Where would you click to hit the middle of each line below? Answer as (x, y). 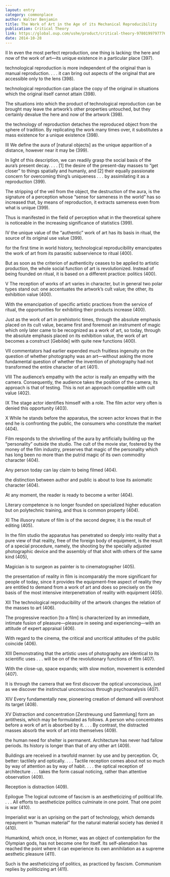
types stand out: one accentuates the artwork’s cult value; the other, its (79, 289)
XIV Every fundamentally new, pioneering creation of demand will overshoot (84, 699)
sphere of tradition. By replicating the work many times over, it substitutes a (84, 129)
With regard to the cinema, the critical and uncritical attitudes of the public (83, 638)
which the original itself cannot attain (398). (51, 94)
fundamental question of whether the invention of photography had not (79, 361)
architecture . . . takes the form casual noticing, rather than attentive (76, 772)
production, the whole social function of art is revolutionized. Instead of (80, 268)
